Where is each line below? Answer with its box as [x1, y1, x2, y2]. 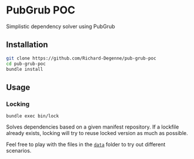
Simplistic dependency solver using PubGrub [6, 23, 115, 30]
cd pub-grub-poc [6, 61, 46, 67]
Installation [6, 40, 48, 50]
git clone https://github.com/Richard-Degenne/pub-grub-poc [6, 55, 157, 61]
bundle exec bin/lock [6, 113, 59, 119]
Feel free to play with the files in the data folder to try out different [6, 141, 166, 148]
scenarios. [6, 147, 32, 154]
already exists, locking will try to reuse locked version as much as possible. [6, 130, 188, 137]
